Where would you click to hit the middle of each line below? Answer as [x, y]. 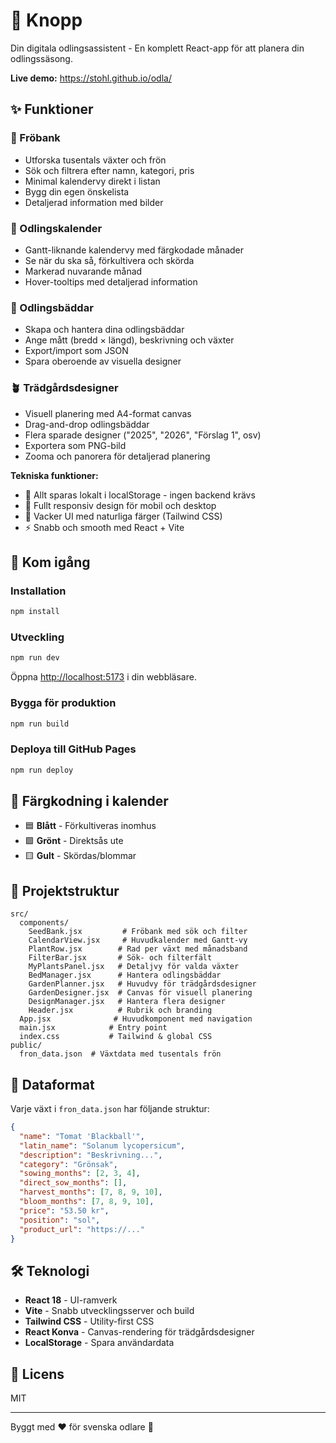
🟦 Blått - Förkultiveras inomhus [90, 826]
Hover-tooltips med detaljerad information [111, 281]
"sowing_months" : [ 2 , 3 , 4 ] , [80, 1174]
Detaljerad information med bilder [94, 202]
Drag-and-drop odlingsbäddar [87, 424]
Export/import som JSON [76, 351]
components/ [44, 923]
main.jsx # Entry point [93, 1028]
